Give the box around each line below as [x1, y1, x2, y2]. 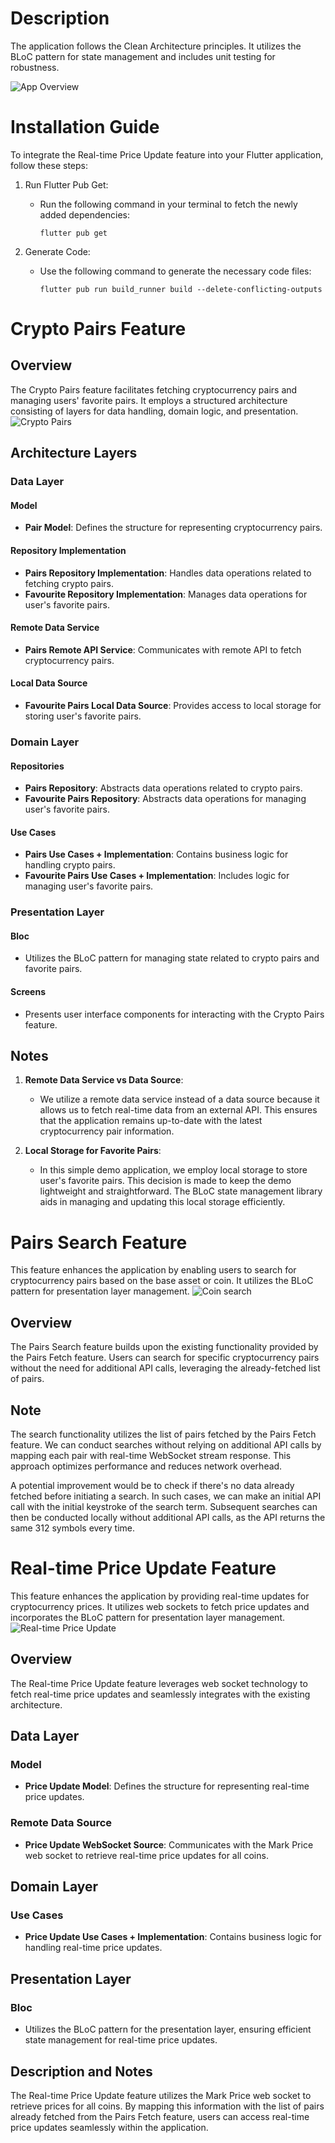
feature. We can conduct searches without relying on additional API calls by [10, 1439, 322, 1451]
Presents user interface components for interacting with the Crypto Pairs [24, 1008, 325, 1020]
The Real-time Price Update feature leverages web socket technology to [10, 1677, 308, 1689]
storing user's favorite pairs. [24, 710, 142, 722]
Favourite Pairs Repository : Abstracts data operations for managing [24, 793, 307, 805]
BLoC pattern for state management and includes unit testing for [10, 50, 276, 62]
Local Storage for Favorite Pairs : [24, 1145, 162, 1157]
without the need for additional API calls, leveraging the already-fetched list [10, 1362, 321, 1374]
